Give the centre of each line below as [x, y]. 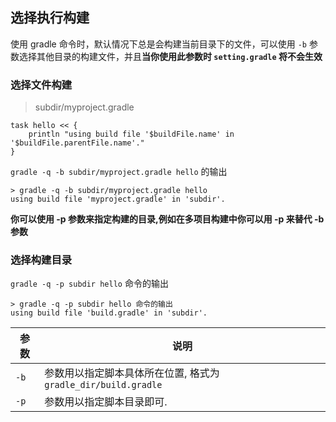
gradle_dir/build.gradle [103, 385]
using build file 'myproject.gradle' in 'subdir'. [118, 199]
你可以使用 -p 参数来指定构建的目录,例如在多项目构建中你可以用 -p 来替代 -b [167, 219]
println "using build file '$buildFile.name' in [131, 134]
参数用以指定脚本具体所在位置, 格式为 [132, 373]
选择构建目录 [41, 260]
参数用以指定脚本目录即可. [106, 402]
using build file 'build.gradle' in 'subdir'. [109, 313]
